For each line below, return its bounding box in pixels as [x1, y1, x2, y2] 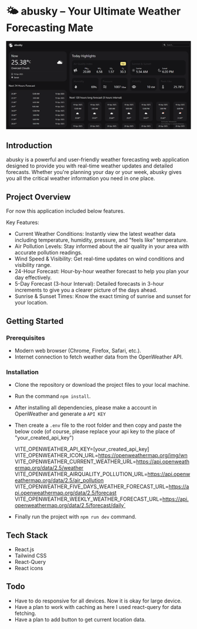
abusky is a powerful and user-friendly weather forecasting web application [6, 156, 189, 163]
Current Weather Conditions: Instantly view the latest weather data [14, 230, 176, 237]
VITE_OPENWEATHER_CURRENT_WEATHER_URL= [14, 458, 137, 465]
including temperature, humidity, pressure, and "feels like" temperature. [14, 236, 188, 244]
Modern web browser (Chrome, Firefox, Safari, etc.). [14, 347, 142, 354]
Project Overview [6, 192, 71, 202]
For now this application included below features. [6, 208, 125, 215]
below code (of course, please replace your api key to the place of [14, 428, 175, 435]
